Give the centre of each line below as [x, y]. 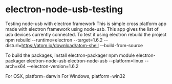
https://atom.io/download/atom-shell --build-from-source [82, 45]
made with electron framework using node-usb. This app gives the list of [82, 29]
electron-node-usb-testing [64, 9]
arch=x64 [16, 66]
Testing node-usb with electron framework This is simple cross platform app [86, 24]
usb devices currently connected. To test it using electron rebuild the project [86, 34]
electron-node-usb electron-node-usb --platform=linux [85, 60]
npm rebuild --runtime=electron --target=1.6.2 [54, 40]
